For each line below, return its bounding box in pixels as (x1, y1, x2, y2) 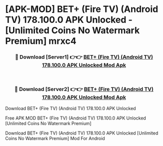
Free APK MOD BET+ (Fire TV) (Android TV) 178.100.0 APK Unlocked (5, 115, 146, 121)
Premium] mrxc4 (5, 35, 76, 47)
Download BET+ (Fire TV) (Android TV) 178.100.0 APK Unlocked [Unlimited (5, 130, 158, 136)
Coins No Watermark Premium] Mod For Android (5, 135, 105, 141)
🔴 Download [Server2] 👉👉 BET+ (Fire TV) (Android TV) (14, 86, 154, 93)
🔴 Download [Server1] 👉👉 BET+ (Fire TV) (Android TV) (14, 53, 153, 60)
